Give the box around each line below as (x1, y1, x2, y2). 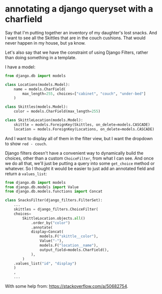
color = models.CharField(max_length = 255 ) (14, 109, 101, 114)
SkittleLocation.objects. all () (22, 216, 86, 221)
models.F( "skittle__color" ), (39, 234, 98, 239)
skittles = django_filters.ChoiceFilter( (14, 207, 98, 212)
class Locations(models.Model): (5, 82, 70, 87)
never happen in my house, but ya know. (5, 40, 86, 46)
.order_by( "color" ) (30, 220, 70, 225)
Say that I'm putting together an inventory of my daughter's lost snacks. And (5, 30, 157, 35)
